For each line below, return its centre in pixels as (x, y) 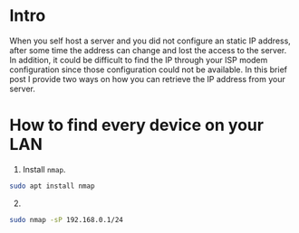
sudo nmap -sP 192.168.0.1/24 (67, 219)
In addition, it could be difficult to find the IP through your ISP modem (139, 60)
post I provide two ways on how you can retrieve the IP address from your (147, 79)
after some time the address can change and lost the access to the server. (148, 50)
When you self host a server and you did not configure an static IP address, (150, 41)
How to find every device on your (137, 125)
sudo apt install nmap (52, 186)
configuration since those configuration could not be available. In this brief (149, 70)
